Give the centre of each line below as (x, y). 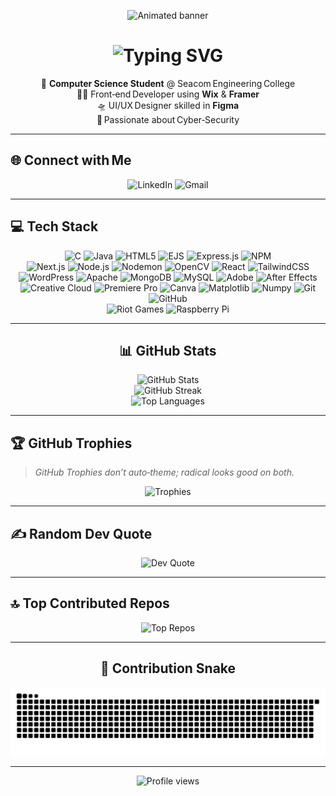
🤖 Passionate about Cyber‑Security (168, 119)
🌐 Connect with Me (71, 160)
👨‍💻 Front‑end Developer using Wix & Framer (168, 94)
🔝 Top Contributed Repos (90, 603)
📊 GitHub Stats (168, 350)
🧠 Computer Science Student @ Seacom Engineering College (168, 83)
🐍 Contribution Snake (168, 668)
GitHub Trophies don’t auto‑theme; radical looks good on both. (164, 472)
